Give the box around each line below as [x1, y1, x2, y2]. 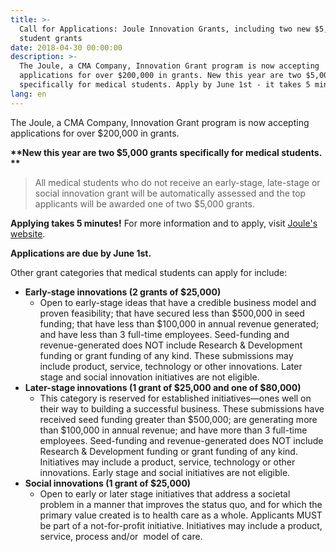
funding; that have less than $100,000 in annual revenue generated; [39, 317, 319, 330]
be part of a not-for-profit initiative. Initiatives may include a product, [39, 519, 323, 531]
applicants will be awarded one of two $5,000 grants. [34, 197, 255, 210]
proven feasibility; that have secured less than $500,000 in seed [39, 307, 305, 319]
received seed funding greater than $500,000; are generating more [39, 413, 318, 425]
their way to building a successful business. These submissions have [39, 402, 325, 415]
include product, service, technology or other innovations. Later [39, 360, 303, 372]
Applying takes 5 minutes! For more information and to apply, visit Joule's [10, 217, 318, 229]
